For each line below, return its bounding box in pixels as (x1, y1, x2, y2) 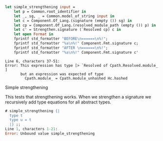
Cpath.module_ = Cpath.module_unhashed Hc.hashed (24, 76, 128, 81)
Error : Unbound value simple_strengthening (5, 131, 95, 136)
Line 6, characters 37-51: (5, 59, 60, 63)
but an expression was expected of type (20, 71, 104, 77)
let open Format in (14, 32, 54, 37)
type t (9, 113, 23, 118)
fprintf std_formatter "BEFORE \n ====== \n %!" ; (14, 37, 108, 41)
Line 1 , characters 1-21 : (5, 127, 58, 132)
